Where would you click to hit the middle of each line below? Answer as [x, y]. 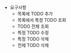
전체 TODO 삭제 [33, 45]
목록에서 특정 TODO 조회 [42, 20]
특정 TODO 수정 [33, 33]
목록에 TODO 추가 [35, 14]
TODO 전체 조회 [33, 26]
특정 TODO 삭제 [33, 39]
